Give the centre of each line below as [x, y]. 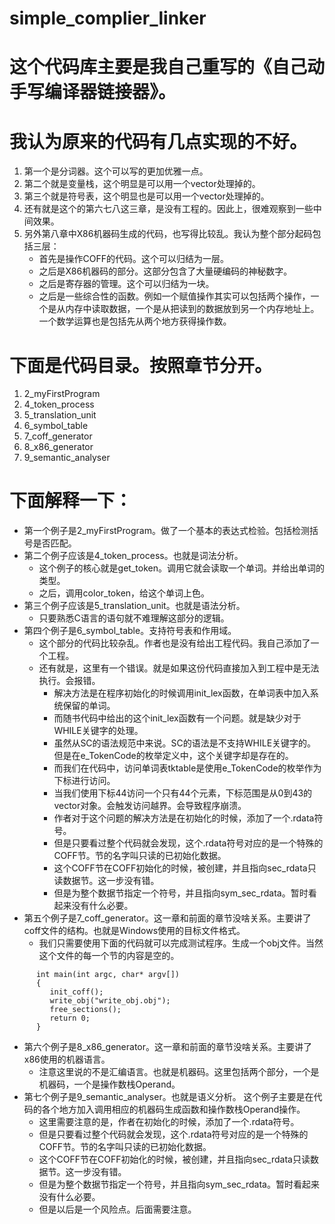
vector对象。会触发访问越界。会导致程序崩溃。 [150, 806]
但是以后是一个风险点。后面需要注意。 [117, 1209]
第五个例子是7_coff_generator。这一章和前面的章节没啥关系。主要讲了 [167, 918]
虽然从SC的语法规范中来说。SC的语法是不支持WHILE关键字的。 [185, 743]
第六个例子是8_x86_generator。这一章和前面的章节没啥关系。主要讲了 [167, 1047]
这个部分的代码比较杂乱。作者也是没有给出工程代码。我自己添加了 [174, 643]
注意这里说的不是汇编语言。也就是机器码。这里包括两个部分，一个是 [179, 1072]
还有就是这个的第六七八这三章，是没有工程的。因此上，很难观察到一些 [168, 209]
